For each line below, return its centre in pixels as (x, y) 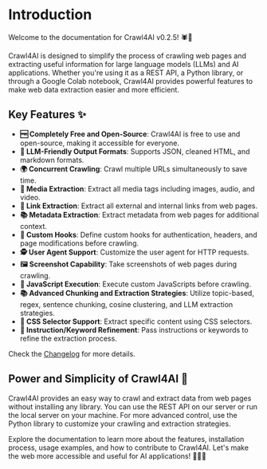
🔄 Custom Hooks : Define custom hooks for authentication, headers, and (138, 235)
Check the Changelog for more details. (72, 353)
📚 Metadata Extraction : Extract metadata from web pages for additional (139, 215)
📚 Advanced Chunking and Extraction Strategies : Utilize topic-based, (137, 293)
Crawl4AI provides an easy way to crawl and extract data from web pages (130, 398)
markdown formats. (52, 160)
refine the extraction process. (68, 338)
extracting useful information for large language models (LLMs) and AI (124, 64)
